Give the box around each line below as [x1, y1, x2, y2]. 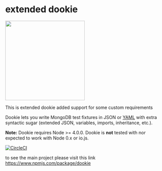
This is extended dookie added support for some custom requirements [5, 104, 153, 110]
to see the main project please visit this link [5, 154, 95, 161]
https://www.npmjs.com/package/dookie [5, 160, 91, 166]
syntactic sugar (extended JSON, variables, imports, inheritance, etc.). [5, 120, 153, 126]
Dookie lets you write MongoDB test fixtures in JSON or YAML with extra [5, 114, 157, 120]
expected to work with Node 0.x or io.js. [5, 135, 89, 141]
